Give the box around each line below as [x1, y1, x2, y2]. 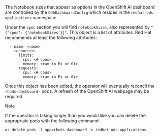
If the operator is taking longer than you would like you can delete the [5, 113, 146, 118]
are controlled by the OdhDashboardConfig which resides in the [5, 9, 130, 15]
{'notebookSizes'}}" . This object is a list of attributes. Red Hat [25, 30, 152, 35]
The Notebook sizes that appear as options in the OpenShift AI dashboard [5, 4, 155, 10]
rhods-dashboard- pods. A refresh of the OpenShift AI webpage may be [5, 88, 149, 94]
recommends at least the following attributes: [5, 34, 97, 40]
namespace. [32, 15, 58, 20]
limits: [18, 53, 34, 58]
